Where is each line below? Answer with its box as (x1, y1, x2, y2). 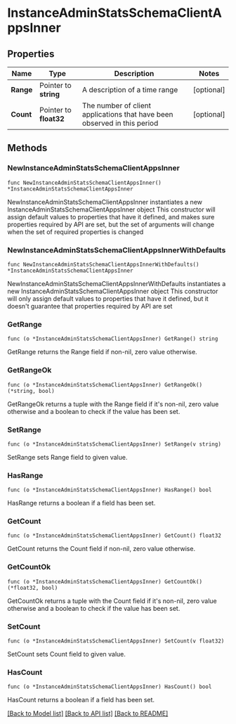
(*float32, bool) (7, 584, 58, 591)
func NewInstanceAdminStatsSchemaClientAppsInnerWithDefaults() (7, 261, 199, 268)
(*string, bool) (7, 387, 55, 394)
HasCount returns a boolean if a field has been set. (7, 696, 155, 704)
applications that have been (81, 110, 173, 119)
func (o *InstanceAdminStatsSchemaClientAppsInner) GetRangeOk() (7, 381, 202, 388)
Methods (7, 142, 48, 154)
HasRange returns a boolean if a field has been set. (7, 499, 156, 508)
